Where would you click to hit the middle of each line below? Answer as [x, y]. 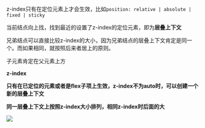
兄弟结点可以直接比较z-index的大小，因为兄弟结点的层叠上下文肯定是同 [97, 40]
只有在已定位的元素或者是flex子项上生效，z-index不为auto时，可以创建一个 [102, 86]
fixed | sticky [26, 15]
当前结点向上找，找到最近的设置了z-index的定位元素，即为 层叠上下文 [94, 27]
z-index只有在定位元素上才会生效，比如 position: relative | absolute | [99, 9]
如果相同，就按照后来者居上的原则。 [68, 48]
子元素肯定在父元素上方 [36, 61]
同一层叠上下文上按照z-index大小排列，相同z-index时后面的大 [86, 107]
